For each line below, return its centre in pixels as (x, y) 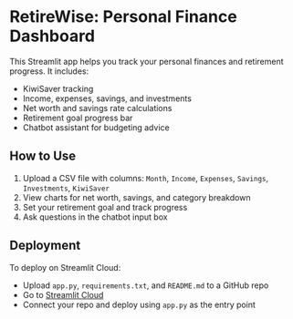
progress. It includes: (49, 71)
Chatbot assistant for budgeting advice (96, 127)
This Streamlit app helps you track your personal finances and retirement (147, 61)
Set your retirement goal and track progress (105, 207)
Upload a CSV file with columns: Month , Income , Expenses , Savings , (146, 178)
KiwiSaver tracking (58, 88)
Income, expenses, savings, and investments (107, 98)
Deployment (45, 246)
